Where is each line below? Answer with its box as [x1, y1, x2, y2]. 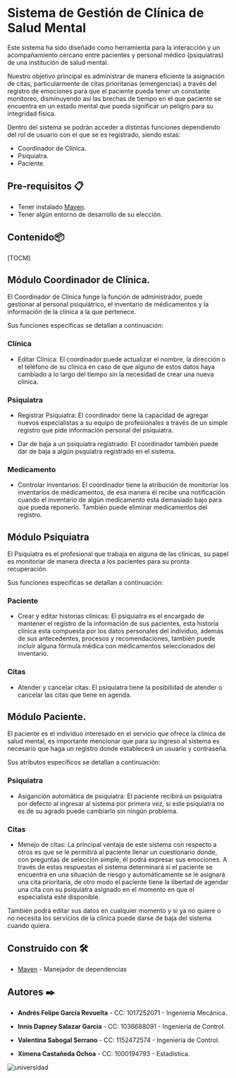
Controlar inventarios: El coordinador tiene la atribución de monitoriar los [17, 481, 229, 489]
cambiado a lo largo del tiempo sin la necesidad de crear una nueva [17, 370, 214, 378]
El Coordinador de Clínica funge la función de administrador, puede [7, 292, 203, 301]
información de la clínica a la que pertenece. [7, 308, 137, 316]
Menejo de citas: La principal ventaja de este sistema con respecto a [17, 841, 217, 849]
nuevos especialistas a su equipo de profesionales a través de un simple [17, 418, 228, 427]
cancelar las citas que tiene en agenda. [17, 690, 132, 699]
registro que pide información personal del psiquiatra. [17, 426, 174, 434]
